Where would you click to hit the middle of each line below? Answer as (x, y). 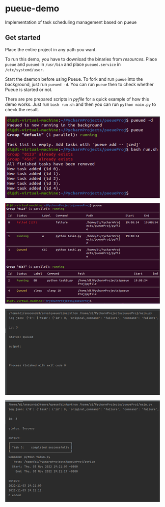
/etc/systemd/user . (25, 69)
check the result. (22, 109)
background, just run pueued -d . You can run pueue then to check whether (79, 84)
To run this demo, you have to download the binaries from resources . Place (81, 59)
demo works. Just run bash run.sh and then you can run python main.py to (81, 104)
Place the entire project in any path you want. (51, 49)
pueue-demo (32, 9)
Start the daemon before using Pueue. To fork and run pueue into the (74, 79)
